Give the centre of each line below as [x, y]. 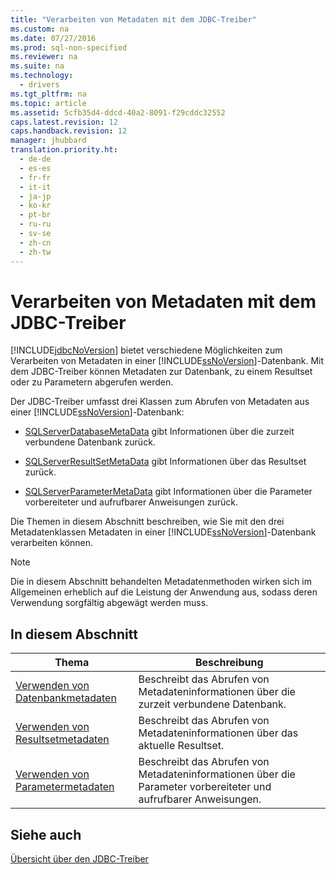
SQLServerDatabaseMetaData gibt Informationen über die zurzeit [159, 432]
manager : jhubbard [48, 141]
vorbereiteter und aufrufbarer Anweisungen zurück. [131, 502]
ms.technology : [42, 76]
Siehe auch [46, 834]
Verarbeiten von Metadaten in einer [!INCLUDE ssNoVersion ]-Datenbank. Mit [167, 361]
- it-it [35, 187]
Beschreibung [229, 663]
